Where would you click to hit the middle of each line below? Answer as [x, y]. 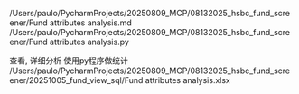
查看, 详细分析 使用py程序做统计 [69, 61]
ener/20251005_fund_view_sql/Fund [76, 80]
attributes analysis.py [89, 42]
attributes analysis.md [91, 23]
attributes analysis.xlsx [187, 80]
